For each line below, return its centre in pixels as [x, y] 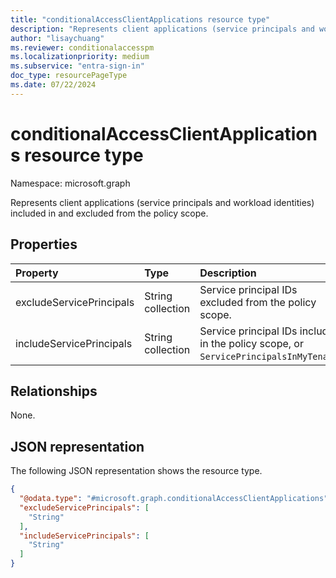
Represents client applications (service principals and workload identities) [162, 202]
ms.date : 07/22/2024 [53, 85]
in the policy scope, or [251, 343]
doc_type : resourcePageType [69, 76]
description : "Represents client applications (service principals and [162, 29]
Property [37, 273]
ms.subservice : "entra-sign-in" [77, 66]
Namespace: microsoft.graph [70, 183]
